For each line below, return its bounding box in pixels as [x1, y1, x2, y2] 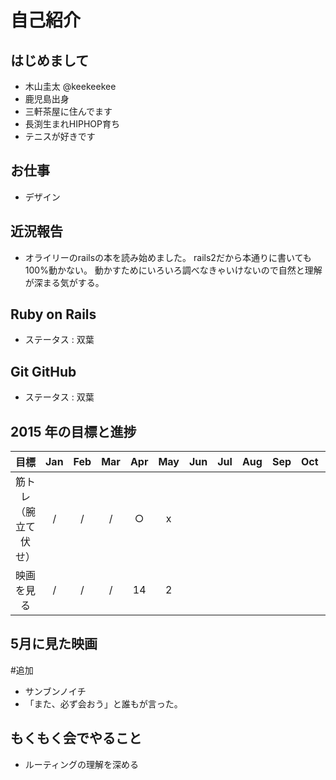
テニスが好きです [24, 131, 96, 142]
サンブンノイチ [24, 685, 87, 697]
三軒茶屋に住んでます [24, 106, 113, 117]
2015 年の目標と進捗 [10, 423, 137, 440]
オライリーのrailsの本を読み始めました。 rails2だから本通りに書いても [24, 251, 312, 263]
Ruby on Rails [10, 306, 97, 323]
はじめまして [10, 52, 90, 69]
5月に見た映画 [10, 636, 98, 653]
